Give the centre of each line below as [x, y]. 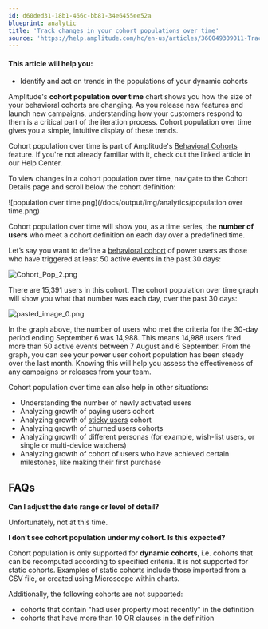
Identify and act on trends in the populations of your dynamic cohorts [134, 82]
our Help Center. [35, 163]
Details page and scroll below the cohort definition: [92, 187]
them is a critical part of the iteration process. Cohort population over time [130, 122]
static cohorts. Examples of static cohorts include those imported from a [127, 570]
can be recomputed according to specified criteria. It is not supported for [128, 562]
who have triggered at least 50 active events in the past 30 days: [115, 259]
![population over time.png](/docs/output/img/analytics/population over [126, 203]
